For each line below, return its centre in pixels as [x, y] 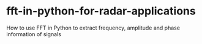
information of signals [34, 34]
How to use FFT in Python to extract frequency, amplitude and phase [93, 28]
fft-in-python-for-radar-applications [101, 11]
